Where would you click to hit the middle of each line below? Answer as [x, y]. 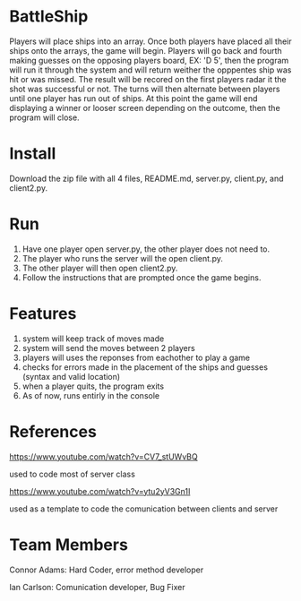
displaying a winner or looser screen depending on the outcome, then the [145, 107]
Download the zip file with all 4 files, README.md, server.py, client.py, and [146, 178]
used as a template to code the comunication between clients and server [144, 509]
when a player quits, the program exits [93, 386]
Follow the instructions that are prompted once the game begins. [142, 277]
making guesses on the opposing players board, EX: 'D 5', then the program [149, 60]
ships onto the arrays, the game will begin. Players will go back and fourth [146, 50]
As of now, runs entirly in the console [90, 395]
